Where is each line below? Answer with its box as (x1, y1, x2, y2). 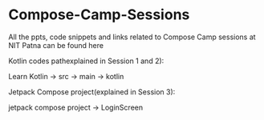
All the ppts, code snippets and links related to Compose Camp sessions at (8, 32, 256, 42)
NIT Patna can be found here (8, 40, 104, 50)
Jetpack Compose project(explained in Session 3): (8, 86, 176, 97)
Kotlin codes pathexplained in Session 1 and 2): (8, 56, 164, 66)
